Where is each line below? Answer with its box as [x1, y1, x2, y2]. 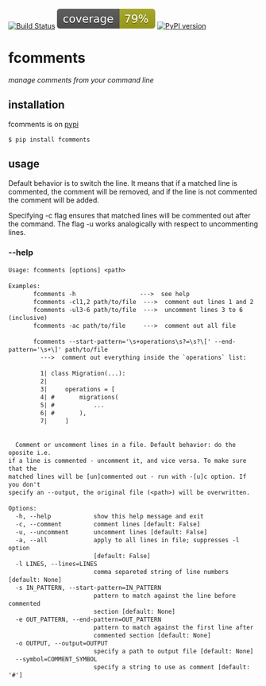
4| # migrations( [40, 393, 119, 401]
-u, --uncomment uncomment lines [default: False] [15, 528, 208, 536]
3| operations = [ [40, 385, 115, 393]
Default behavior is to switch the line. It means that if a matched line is [8, 178, 238, 187]
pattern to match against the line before [93, 592, 237, 599]
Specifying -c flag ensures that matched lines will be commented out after [8, 210, 251, 220]
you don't [8, 480, 41, 488]
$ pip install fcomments [8, 136, 91, 144]
